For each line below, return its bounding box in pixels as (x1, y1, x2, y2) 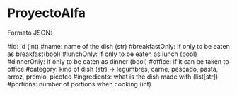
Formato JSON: (7, 28, 52, 37)
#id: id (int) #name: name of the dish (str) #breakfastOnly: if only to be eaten (7, 42, 230, 50)
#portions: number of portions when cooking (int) (7, 79, 152, 88)
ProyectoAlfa (7, 5, 86, 21)
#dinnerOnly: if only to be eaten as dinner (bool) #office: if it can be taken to (7, 57, 229, 65)
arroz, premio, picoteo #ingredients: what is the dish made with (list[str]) (7, 72, 219, 81)
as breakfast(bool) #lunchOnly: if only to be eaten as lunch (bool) (7, 50, 197, 58)
